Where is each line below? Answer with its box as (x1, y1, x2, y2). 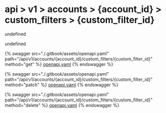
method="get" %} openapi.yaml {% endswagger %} (5, 61, 114, 67)
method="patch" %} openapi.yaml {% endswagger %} (5, 82, 119, 88)
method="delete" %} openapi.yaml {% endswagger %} (5, 102, 120, 108)
